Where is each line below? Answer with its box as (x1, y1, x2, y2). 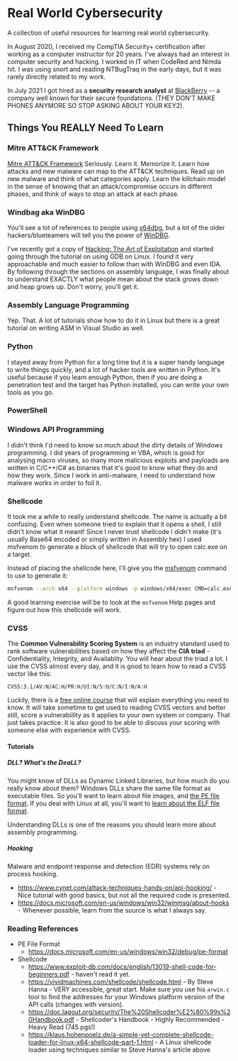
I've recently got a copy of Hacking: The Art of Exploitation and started (7, 244, 214, 253)
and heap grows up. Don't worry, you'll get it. (7, 282, 140, 290)
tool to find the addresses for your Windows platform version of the (28, 993, 225, 1001)
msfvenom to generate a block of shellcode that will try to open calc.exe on (7, 543, 228, 551)
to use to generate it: (7, 572, 69, 580)
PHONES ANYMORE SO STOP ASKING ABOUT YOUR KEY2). (7, 101, 184, 109)
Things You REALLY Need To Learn (7, 122, 164, 134)
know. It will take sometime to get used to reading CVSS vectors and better (7, 703, 226, 712)
